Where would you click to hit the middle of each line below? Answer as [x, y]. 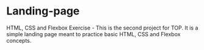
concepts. [19, 40]
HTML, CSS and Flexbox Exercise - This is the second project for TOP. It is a [102, 28]
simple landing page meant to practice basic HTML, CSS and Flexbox [93, 34]
